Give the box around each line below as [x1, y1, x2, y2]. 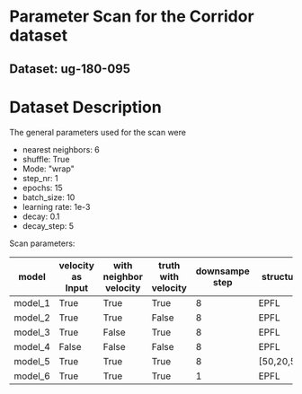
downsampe [195, 265, 250, 277]
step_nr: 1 [22, 172, 58, 183]
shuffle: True [22, 153, 70, 164]
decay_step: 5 [22, 220, 75, 231]
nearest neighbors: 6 [22, 144, 101, 154]
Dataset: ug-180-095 [9, 61, 131, 76]
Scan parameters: [9, 238, 75, 249]
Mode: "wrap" [22, 163, 75, 174]
